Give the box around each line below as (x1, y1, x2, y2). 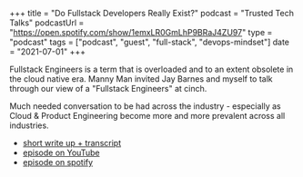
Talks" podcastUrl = (9, 17, 85, 28)
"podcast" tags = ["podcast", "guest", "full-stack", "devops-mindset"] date (9, 36, 289, 47)
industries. (9, 120, 49, 131)
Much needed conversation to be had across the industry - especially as (9, 101, 281, 112)
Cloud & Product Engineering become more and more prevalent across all (9, 111, 286, 121)
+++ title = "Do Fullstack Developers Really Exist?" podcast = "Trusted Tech (9, 8, 294, 18)
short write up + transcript (22, 138, 121, 148)
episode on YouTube (22, 147, 100, 158)
